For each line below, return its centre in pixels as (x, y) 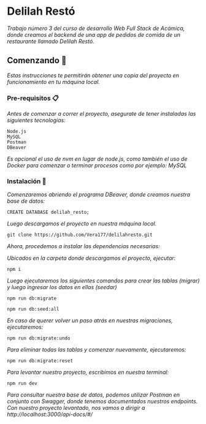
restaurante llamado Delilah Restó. (51, 41)
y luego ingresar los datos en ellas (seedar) (62, 287)
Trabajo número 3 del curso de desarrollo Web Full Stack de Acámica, (96, 28)
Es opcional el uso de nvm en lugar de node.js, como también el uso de (97, 159)
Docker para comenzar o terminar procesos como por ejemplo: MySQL (97, 165)
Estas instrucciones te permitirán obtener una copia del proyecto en (93, 75)
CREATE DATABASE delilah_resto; (48, 213)
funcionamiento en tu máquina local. (54, 81)
